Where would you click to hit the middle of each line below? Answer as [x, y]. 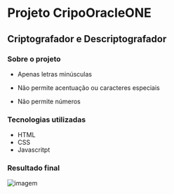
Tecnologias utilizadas [47, 119]
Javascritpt [34, 150]
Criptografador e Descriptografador [87, 39]
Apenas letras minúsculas [55, 74]
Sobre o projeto [34, 59]
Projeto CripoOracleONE [80, 13]
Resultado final [34, 168]
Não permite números [49, 101]
